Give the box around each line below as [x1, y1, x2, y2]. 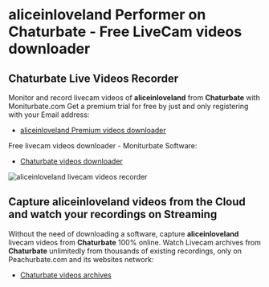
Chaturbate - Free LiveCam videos [8, 22, 243, 41]
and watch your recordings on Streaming [8, 208, 218, 221]
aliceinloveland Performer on [8, 6, 206, 24]
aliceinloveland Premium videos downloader [19, 126, 166, 135]
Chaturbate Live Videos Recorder [8, 71, 179, 85]
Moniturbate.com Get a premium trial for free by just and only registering [8, 102, 249, 111]
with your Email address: [8, 110, 90, 119]
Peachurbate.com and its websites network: [8, 254, 154, 264]
